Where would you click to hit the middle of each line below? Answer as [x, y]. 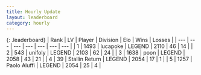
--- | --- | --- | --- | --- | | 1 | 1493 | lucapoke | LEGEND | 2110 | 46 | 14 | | [103, 46]
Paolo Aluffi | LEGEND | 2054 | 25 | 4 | [54, 65]
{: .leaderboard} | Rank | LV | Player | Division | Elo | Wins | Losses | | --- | [97, 40]
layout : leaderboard [32, 17]
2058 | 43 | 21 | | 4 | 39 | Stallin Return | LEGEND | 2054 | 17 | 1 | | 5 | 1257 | [99, 59]
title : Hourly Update [33, 12]
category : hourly [28, 23]
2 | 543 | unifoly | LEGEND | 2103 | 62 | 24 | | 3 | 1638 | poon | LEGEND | [96, 53]
